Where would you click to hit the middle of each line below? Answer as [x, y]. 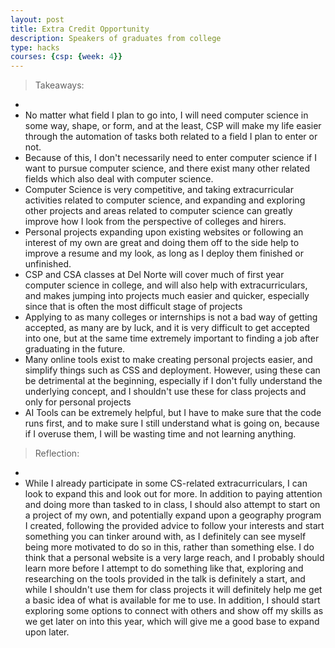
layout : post [37, 19]
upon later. [47, 632]
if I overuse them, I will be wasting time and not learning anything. [160, 434]
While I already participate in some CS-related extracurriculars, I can [166, 483]
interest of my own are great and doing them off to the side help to [162, 243]
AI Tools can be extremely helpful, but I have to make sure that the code [173, 413]
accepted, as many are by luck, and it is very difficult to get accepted [167, 328]
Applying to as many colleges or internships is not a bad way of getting [171, 317]
